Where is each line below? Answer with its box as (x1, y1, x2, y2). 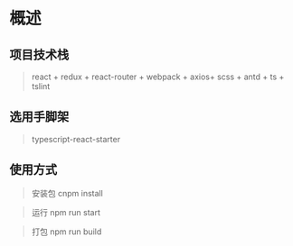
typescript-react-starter (31, 133, 120, 144)
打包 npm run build (31, 226, 102, 237)
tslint (31, 81, 51, 91)
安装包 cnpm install (31, 187, 104, 198)
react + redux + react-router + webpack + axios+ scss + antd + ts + (31, 71, 285, 82)
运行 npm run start (31, 206, 101, 217)
